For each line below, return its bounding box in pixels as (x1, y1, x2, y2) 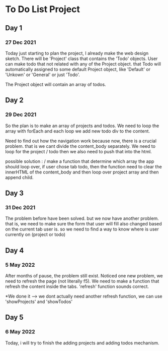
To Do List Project (5, 4, 80, 15)
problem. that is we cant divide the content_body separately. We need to (5, 143, 156, 149)
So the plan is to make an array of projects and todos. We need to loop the (5, 123, 159, 129)
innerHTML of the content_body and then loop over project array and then (5, 169, 159, 175)
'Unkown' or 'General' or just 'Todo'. (5, 72, 80, 78)
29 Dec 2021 (5, 111, 37, 118)
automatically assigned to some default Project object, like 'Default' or (5, 66, 151, 72)
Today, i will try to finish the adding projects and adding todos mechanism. (5, 339, 159, 346)
